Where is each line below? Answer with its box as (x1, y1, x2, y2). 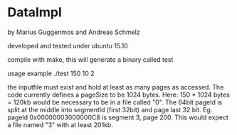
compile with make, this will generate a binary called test (7, 55, 174, 64)
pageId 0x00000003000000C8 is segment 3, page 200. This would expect (7, 113, 229, 121)
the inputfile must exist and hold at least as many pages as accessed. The (7, 82, 224, 91)
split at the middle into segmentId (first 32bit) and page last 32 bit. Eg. (7, 105, 213, 114)
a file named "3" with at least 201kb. (7, 120, 114, 129)
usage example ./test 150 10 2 (7, 69, 95, 77)
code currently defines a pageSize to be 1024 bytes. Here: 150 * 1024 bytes (7, 90, 230, 99)
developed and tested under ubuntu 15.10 (7, 41, 128, 50)
